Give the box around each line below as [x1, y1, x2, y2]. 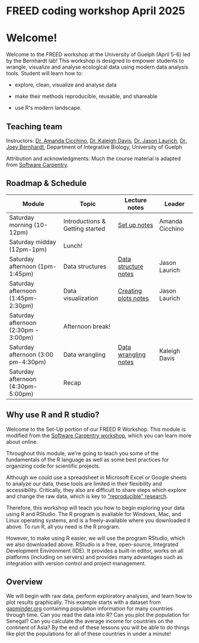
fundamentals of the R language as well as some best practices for [6, 456, 169, 463]
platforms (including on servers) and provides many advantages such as [6, 553, 183, 561]
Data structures [63, 262, 107, 270]
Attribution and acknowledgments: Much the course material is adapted [6, 155, 181, 162]
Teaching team [6, 121, 63, 132]
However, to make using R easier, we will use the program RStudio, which [6, 535, 185, 542]
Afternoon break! [63, 322, 111, 330]
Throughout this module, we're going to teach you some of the [6, 449, 159, 457]
